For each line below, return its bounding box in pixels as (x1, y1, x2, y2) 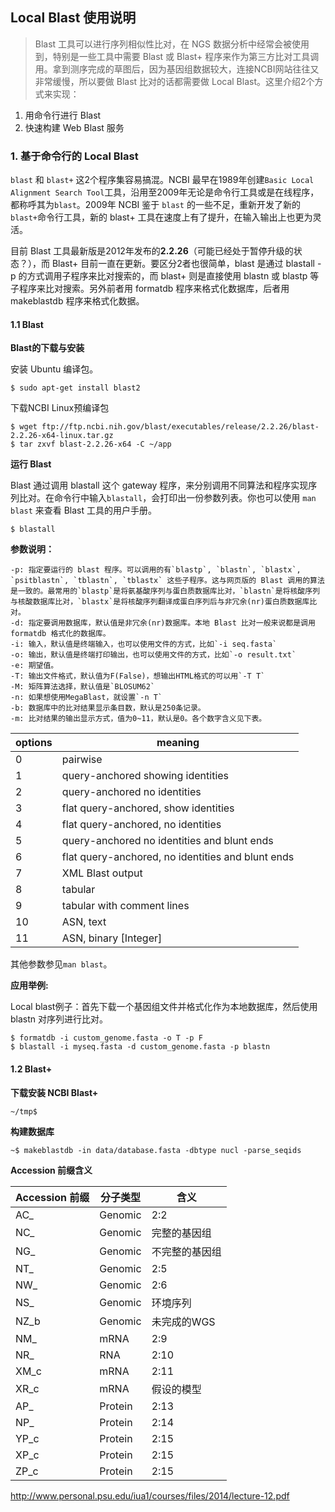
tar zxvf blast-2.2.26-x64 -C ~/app (19, 439, 172, 450)
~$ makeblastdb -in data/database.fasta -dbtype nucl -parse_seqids (10, 1145, 302, 1155)
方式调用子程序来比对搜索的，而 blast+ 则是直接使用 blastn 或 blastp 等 (26, 270, 320, 282)
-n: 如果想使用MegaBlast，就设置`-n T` (10, 693, 163, 703)
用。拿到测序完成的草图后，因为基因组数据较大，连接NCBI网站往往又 (34, 63, 320, 75)
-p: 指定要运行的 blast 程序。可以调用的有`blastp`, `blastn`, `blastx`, (10, 565, 302, 575)
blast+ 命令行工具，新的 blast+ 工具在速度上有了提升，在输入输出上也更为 (10, 211, 313, 223)
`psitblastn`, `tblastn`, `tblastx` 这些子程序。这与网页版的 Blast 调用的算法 (10, 576, 325, 586)
